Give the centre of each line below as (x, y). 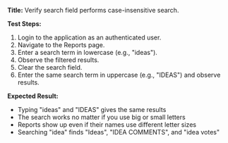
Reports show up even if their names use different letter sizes (107, 125)
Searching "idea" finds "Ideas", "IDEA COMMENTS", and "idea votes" (119, 132)
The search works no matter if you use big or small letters (101, 117)
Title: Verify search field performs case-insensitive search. (93, 10)
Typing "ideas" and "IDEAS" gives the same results (92, 110)
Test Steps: (24, 24)
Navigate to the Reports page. (61, 45)
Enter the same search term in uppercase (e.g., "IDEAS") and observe (119, 75)
